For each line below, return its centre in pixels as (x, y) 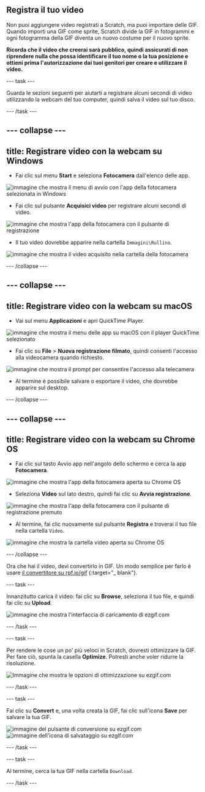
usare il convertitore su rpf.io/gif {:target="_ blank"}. (72, 573)
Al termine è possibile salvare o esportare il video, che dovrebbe (96, 381)
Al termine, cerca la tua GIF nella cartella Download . (70, 771)
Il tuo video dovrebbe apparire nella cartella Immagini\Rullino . (94, 242)
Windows (25, 161)
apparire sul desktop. (42, 388)
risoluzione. (21, 664)
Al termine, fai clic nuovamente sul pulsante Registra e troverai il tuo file (106, 524)
